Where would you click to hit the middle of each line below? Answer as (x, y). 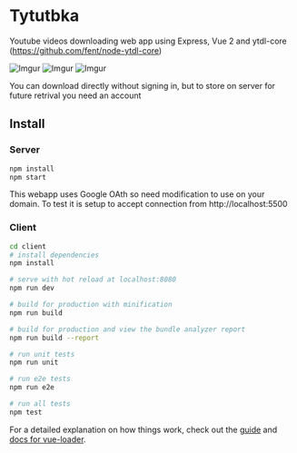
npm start (28, 177)
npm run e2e (32, 388)
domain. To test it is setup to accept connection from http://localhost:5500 (148, 204)
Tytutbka (45, 16)
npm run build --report (54, 338)
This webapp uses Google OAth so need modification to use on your (137, 194)
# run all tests (40, 404)
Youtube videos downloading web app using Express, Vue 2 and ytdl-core (148, 41)
